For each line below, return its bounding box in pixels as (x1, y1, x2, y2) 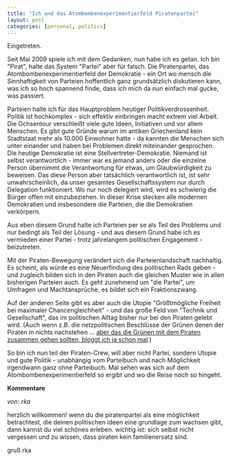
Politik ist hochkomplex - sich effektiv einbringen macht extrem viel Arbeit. (7, 112, 219, 121)
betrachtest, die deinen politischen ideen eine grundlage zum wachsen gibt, (7, 418, 223, 427)
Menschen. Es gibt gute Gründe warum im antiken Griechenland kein (7, 127, 203, 135)
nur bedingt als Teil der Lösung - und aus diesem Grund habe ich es (7, 228, 201, 236)
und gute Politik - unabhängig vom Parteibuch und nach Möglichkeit (7, 356, 201, 365)
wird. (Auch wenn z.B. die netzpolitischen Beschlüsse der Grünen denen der (7, 321, 224, 329)
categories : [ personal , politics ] (7, 23, 107, 30)
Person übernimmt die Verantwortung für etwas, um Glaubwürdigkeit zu (7, 163, 212, 172)
